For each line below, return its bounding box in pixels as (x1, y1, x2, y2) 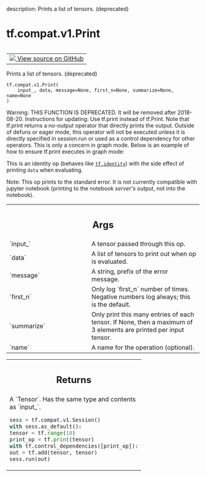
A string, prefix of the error (91, 267, 169, 276)
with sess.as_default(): (9, 423, 82, 430)
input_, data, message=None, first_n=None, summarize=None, (17, 87, 174, 93)
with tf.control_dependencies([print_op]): (9, 442, 139, 449)
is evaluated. (91, 257, 128, 266)
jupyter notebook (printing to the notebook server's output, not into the (6, 184, 186, 192)
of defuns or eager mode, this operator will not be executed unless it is (6, 128, 185, 136)
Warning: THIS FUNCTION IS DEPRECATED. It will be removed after (6, 109, 177, 116)
